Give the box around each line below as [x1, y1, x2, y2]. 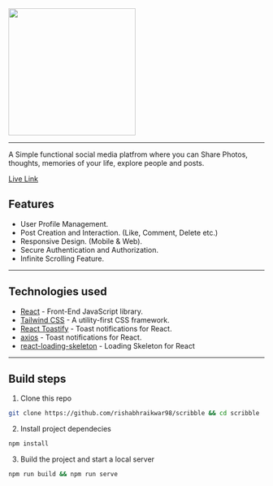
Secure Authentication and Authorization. [19, 245, 159, 254]
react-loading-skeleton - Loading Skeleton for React [19, 341, 195, 350]
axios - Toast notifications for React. [19, 332, 142, 342]
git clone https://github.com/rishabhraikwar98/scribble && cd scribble [8, 410, 260, 418]
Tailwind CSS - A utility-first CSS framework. [19, 315, 170, 324]
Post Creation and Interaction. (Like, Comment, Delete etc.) [19, 228, 219, 237]
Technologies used [8, 284, 107, 299]
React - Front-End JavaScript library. [19, 306, 144, 316]
